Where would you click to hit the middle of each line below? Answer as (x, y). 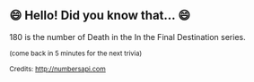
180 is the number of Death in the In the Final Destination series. (127, 37)
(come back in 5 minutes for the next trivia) (75, 53)
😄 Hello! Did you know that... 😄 (100, 16)
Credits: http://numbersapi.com (57, 69)
